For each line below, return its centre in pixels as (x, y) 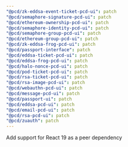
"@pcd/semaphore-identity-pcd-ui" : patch (58, 28)
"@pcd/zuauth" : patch (33, 121)
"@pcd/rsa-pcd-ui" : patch (38, 115)
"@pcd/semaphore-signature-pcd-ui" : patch (59, 17)
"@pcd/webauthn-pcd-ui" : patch (44, 88)
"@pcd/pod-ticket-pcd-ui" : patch (47, 72)
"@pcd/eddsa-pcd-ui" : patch (41, 104)
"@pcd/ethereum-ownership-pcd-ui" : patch (58, 22)
